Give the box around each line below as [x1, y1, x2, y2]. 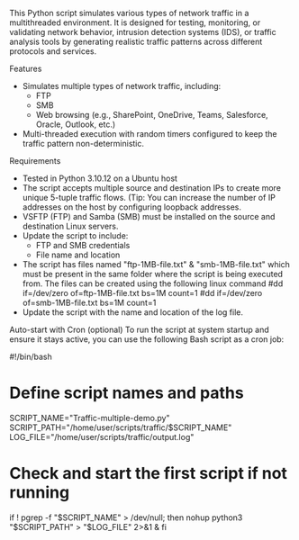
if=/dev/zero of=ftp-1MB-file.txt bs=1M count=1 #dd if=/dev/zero [22, 288, 263, 298]
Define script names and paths [9, 382, 245, 403]
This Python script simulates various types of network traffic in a [9, 8, 249, 18]
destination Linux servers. [22, 220, 119, 231]
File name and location [35, 249, 121, 260]
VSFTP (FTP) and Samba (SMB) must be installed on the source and [22, 211, 276, 221]
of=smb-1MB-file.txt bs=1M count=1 [22, 297, 157, 308]
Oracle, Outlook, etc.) [35, 119, 116, 130]
